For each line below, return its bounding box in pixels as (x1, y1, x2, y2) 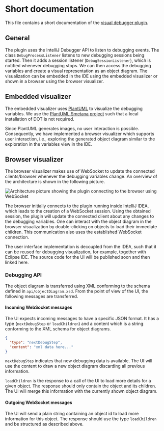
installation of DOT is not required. (5, 116, 75, 122)
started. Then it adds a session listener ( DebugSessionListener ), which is (5, 57, 151, 63)
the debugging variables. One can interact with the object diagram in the (5, 218, 152, 224)
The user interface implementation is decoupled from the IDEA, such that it (5, 244, 157, 250)
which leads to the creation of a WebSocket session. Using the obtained (5, 208, 151, 214)
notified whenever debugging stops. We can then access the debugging (5, 62, 151, 68)
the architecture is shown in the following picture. (5, 179, 105, 185)
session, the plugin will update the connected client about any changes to (5, 214, 154, 219)
